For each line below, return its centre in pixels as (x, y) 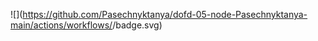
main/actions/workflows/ (61, 25)
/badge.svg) (137, 25)
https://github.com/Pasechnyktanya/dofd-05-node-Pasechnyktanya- (165, 14)
